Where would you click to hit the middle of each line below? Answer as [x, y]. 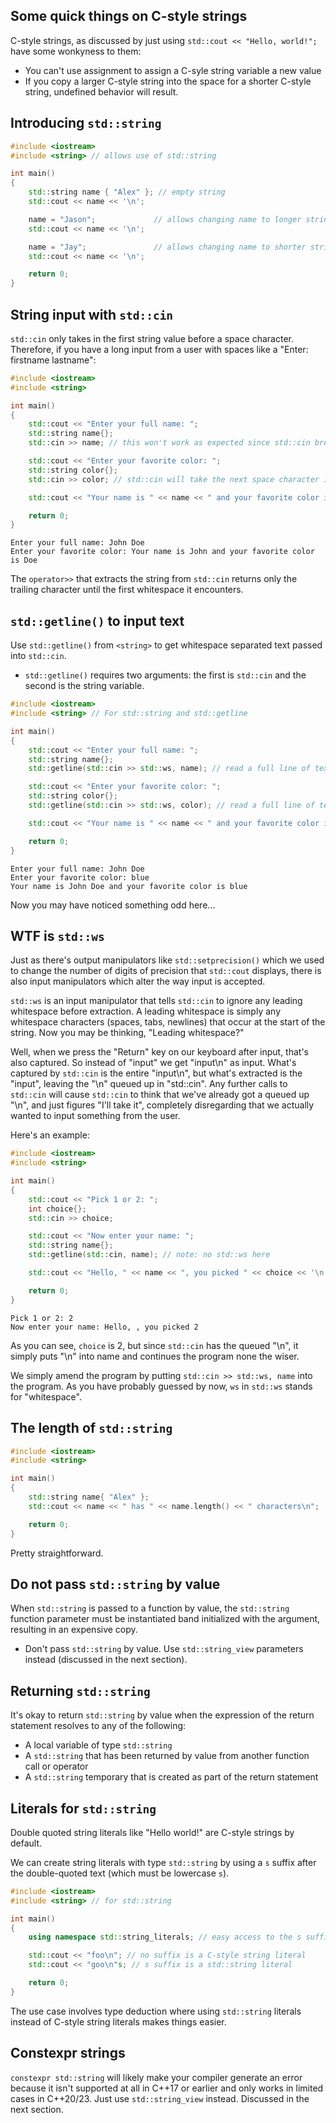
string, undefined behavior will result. [101, 91]
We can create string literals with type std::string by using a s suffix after [163, 1862]
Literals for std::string [83, 1808]
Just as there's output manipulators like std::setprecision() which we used [167, 960]
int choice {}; [57, 1209]
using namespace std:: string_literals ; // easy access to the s [165, 1937]
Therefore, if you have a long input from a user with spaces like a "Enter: [159, 349]
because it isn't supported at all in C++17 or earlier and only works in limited [167, 2088]
